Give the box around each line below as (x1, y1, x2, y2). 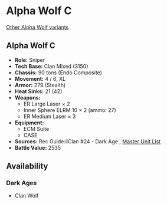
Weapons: (14, 94, 41, 101)
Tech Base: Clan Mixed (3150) (14, 62, 89, 70)
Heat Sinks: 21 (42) (14, 87, 63, 95)
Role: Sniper (14, 56, 45, 63)
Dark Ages (6, 179, 37, 187)
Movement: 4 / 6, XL (14, 75, 66, 82)
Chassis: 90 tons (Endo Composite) (14, 69, 102, 76)
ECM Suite (23, 125, 50, 132)
